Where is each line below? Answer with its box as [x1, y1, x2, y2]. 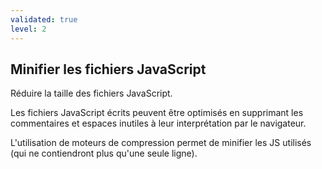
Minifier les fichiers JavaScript [10, 61, 207, 78]
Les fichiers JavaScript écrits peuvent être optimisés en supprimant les [10, 107, 304, 119]
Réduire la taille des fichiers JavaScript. [10, 87, 173, 100]
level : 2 [10, 24, 47, 34]
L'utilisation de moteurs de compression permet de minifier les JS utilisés [10, 137, 312, 149]
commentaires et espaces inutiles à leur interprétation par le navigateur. [10, 117, 307, 130]
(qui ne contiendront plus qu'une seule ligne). [10, 147, 198, 160]
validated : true [10, 14, 78, 25]
